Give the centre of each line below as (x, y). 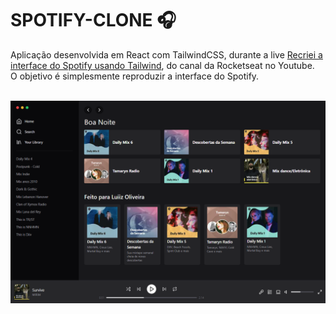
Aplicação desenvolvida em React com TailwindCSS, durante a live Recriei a (166, 54)
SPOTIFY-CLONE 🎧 (93, 20)
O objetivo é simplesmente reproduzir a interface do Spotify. (135, 76)
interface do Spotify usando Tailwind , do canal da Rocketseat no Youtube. (162, 65)
